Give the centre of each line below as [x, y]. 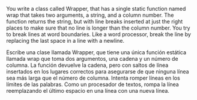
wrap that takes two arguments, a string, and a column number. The [90, 15]
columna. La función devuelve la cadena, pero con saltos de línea [87, 65]
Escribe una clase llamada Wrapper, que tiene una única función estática [96, 52]
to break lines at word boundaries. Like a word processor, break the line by [98, 34]
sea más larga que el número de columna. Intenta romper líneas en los [93, 78]
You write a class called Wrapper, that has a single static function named [96, 9]
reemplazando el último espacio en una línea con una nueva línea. [88, 91]
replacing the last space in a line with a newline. [65, 41]
